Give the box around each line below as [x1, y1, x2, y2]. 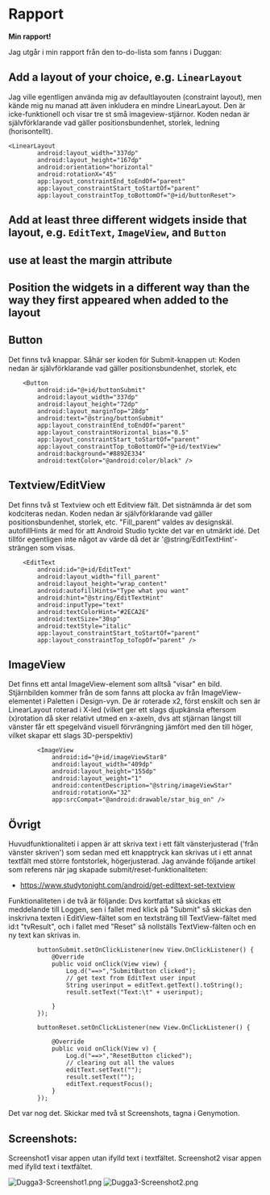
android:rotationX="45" [37, 170, 117, 178]
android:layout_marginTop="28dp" [37, 407, 150, 416]
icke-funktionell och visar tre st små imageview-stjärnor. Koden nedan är [8, 109, 251, 119]
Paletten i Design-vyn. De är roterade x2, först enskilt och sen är [47, 696, 261, 706]
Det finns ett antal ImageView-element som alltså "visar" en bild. [8, 679, 222, 689]
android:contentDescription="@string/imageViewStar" [51, 782, 232, 790]
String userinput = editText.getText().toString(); [65, 981, 243, 989]
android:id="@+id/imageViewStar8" [51, 754, 168, 762]
